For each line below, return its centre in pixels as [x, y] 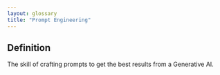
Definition [29, 48]
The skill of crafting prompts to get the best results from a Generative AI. [111, 64]
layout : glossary [32, 13]
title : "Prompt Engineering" [49, 20]
